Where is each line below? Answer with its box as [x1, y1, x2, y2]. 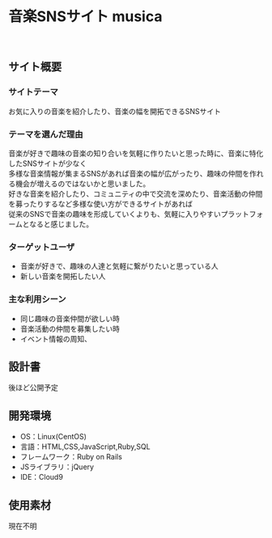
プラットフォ [220, 209, 264, 218]
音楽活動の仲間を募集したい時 [19, 324, 120, 333]
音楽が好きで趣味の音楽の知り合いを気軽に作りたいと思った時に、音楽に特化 [8, 148, 264, 158]
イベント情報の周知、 [19, 333, 91, 344]
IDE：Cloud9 [19, 472, 63, 482]
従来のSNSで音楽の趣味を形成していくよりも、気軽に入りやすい [8, 209, 221, 218]
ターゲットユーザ [8, 241, 75, 252]
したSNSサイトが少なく [8, 159, 87, 168]
